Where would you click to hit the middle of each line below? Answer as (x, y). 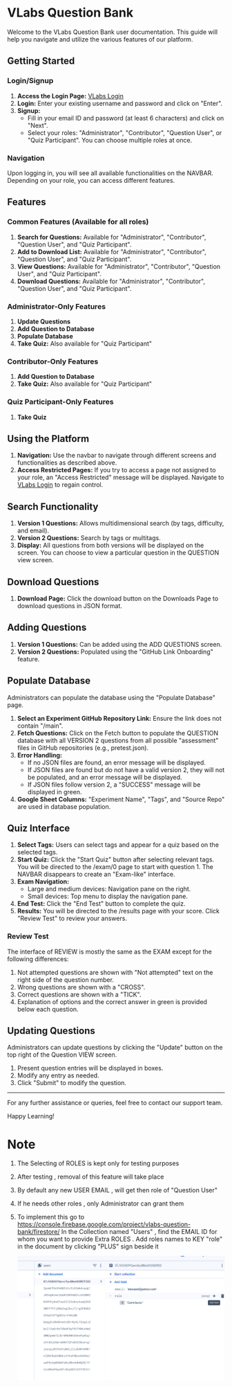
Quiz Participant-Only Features (60, 402)
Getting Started (41, 61)
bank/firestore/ (38, 1232)
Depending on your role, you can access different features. (91, 180)
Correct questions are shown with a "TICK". (79, 994)
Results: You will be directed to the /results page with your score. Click (118, 911)
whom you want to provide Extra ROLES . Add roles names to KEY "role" (120, 1239)
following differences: (38, 959)
